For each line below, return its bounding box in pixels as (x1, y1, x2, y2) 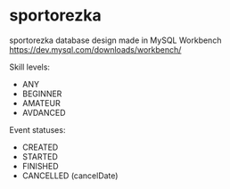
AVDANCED (21, 107, 66, 118)
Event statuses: (9, 124, 66, 135)
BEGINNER (21, 88, 62, 99)
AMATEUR (21, 97, 61, 108)
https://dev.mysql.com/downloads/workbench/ (9, 44, 182, 54)
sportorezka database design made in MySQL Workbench (9, 35, 222, 45)
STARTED (21, 151, 58, 161)
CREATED (21, 142, 59, 152)
